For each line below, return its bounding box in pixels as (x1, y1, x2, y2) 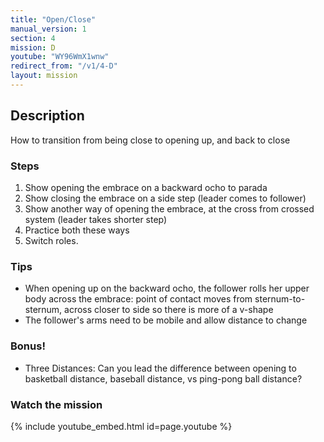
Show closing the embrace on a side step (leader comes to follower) (24, 192, 307, 204)
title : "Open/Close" (10, 14, 97, 25)
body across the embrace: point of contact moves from (24, 293, 253, 305)
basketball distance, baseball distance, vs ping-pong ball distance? (24, 372, 303, 385)
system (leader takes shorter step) (24, 213, 168, 225)
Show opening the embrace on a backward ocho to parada (24, 181, 268, 193)
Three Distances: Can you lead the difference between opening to (24, 362, 297, 374)
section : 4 (10, 33, 56, 43)
